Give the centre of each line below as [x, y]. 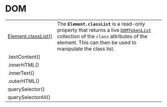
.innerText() [21, 73]
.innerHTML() [23, 65]
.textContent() [24, 57]
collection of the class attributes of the [102, 36]
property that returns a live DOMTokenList [104, 30]
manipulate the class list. [86, 49]
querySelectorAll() [29, 97]
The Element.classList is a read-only [101, 24]
